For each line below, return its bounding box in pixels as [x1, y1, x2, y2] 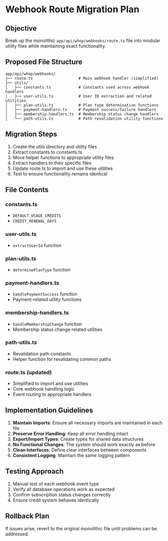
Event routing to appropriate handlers [12, 391, 92, 397]
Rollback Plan [5, 512, 50, 521]
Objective [5, 24, 37, 33]
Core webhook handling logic [12, 386, 75, 392]
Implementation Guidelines [5, 406, 93, 415]
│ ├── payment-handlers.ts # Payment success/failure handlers [5, 107, 157, 112]
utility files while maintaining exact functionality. [5, 43, 106, 49]
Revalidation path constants [12, 350, 71, 356]
